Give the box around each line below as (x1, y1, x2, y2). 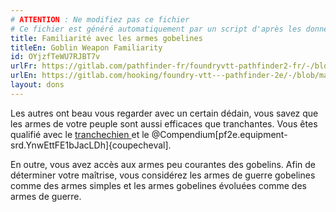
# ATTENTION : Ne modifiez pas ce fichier (10, 14, 190, 25)
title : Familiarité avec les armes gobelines (10, 33, 203, 43)
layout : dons (10, 80, 65, 90)
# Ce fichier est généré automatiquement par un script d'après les (10, 24, 302, 34)
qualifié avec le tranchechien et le (10, 128, 150, 140)
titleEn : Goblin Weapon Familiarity (10, 42, 163, 53)
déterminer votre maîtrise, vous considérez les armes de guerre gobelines (10, 169, 316, 181)
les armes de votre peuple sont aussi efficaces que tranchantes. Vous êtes (10, 117, 318, 130)
